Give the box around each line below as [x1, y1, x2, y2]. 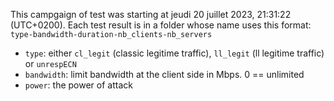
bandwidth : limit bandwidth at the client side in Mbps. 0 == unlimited [24, 69, 305, 80]
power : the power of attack [24, 79, 133, 91]
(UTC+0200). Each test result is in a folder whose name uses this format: [10, 19, 312, 31]
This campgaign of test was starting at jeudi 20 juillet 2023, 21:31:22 [10, 9, 292, 20]
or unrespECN [24, 58, 77, 69]
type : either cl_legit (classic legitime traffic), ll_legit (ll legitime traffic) [24, 47, 325, 59]
